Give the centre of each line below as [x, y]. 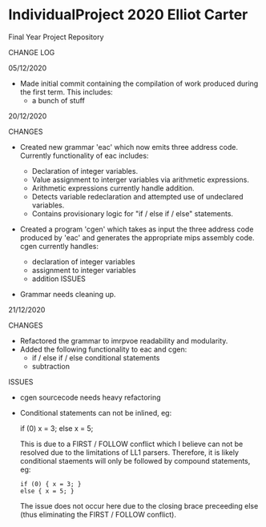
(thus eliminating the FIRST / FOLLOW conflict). [98, 514]
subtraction [51, 366]
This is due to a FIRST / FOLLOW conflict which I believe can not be [131, 444]
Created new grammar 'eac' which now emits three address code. [129, 147]
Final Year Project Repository [56, 37]
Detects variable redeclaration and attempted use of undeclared [137, 196]
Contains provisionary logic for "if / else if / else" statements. [133, 213]
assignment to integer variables [84, 270]
